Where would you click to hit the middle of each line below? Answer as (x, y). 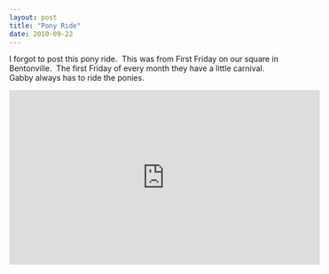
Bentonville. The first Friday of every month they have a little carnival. (137, 68)
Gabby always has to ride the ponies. (77, 78)
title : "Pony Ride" (45, 26)
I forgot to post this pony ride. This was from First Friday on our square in (144, 59)
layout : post (33, 17)
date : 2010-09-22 (41, 34)
